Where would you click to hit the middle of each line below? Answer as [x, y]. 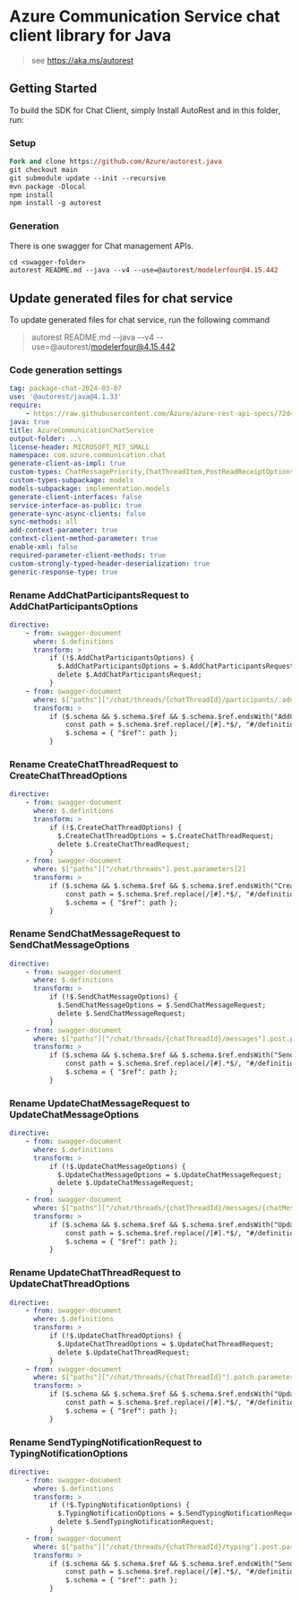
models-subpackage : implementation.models [90, 489]
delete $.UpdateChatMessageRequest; [125, 1183]
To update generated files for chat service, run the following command [140, 320]
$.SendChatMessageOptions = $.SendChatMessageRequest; [162, 1006]
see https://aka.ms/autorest [82, 60]
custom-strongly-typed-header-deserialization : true [110, 563]
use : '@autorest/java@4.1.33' [66, 397]
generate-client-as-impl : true [68, 463]
